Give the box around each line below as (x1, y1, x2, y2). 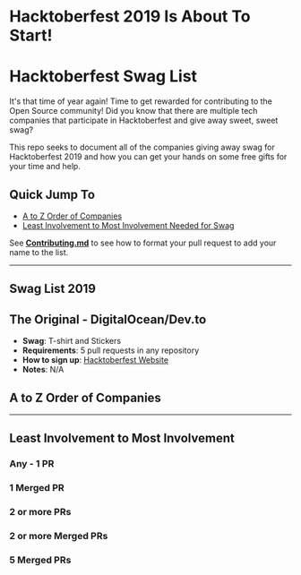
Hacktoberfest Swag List (9, 66, 198, 87)
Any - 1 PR (9, 458, 55, 470)
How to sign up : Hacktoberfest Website (21, 355, 168, 365)
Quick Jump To (9, 186, 96, 202)
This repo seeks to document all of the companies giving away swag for (9, 142, 276, 153)
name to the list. (9, 246, 69, 257)
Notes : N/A (21, 365, 64, 375)
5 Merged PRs (9, 554, 72, 566)
